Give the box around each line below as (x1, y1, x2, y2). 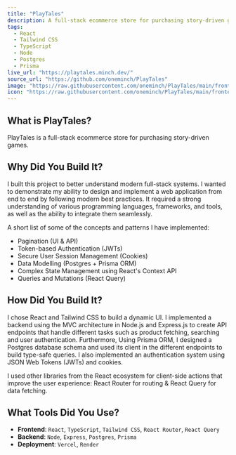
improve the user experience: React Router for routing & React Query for (7, 378, 216, 387)
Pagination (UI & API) (17, 237, 79, 245)
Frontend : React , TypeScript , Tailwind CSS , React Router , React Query (17, 426, 220, 434)
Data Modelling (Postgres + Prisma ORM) (17, 259, 137, 268)
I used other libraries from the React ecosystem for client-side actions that (7, 371, 223, 380)
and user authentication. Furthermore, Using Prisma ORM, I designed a (7, 335, 212, 344)
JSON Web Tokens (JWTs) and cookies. (7, 357, 123, 366)
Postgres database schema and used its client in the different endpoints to (7, 343, 223, 351)
